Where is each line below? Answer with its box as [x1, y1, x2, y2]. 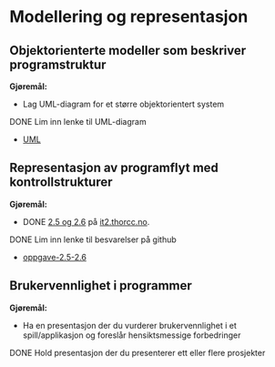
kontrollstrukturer [9, 175, 113, 190]
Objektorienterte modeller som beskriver [9, 43, 247, 58]
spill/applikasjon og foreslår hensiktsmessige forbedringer [22, 330, 241, 341]
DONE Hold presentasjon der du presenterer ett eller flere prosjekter [9, 347, 266, 358]
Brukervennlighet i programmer [9, 278, 193, 293]
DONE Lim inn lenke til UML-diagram [9, 117, 148, 127]
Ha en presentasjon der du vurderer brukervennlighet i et [22, 320, 237, 331]
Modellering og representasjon [9, 6, 249, 27]
